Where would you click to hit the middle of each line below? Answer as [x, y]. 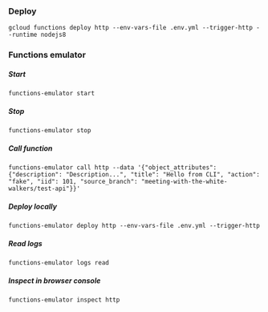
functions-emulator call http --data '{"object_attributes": [113, 168]
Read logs [25, 243]
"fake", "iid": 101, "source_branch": [73, 182]
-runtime [23, 35]
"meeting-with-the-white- [184, 182]
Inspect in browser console [55, 280]
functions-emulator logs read [59, 263]
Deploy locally [33, 206]
